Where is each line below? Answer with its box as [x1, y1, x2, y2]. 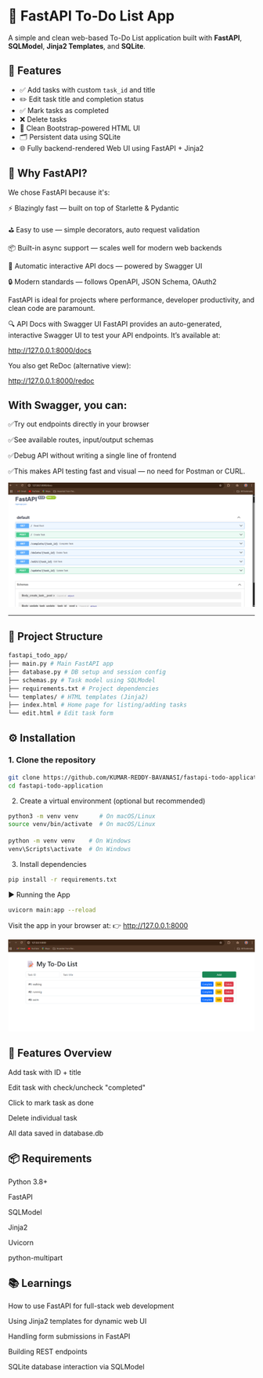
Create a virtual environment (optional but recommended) [19, 796, 206, 806]
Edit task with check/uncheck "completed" [8, 1083, 146, 1092]
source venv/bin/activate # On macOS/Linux [8, 821, 156, 828]
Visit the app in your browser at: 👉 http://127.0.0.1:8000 [8, 920, 189, 930]
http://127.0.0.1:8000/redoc [8, 376, 95, 386]
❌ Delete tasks [19, 114, 67, 124]
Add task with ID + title [8, 1067, 82, 1076]
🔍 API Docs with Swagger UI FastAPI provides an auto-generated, [8, 319, 222, 328]
